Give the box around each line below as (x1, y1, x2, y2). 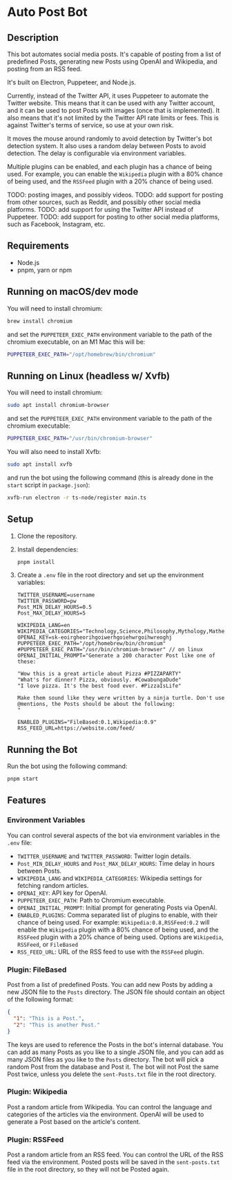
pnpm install (17, 559, 55, 565)
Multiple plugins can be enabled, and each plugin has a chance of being (7, 163, 212, 170)
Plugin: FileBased (7, 965, 67, 974)
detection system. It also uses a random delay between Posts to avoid (7, 142, 206, 149)
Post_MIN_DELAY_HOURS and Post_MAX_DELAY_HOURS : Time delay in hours (17, 859, 215, 867)
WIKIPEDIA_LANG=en (17, 622, 70, 629)
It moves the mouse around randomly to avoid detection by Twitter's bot (7, 134, 213, 143)
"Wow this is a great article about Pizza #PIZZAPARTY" (17, 671, 182, 678)
